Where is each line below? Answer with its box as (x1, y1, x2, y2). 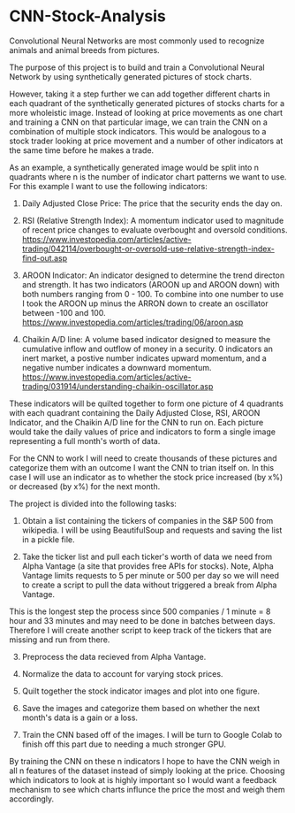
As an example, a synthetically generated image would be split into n (9, 162, 259, 173)
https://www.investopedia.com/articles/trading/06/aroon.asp (21, 317, 244, 327)
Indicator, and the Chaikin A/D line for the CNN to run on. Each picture (9, 417, 264, 427)
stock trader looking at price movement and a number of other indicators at (9, 135, 284, 146)
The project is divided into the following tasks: (9, 498, 177, 509)
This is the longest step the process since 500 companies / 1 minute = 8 (9, 606, 271, 617)
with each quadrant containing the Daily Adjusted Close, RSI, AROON (9, 407, 261, 418)
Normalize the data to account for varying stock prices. (21, 668, 223, 679)
